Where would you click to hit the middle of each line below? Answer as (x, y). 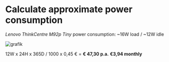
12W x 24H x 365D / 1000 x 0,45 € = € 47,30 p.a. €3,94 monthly (74, 54)
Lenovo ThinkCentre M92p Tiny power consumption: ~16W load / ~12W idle (85, 34)
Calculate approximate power (69, 9)
